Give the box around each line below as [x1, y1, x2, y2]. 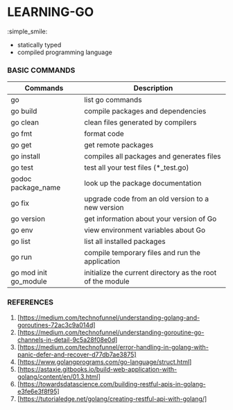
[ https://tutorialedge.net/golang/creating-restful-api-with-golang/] [17, 394, 207, 403]
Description [133, 83, 173, 93]
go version [10, 214, 46, 224]
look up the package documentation [84, 179, 202, 188]
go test [10, 163, 33, 172]
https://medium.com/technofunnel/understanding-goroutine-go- [19, 328, 205, 336]
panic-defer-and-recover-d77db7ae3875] [17, 350, 137, 359]
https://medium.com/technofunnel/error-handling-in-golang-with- [19, 343, 209, 351]
